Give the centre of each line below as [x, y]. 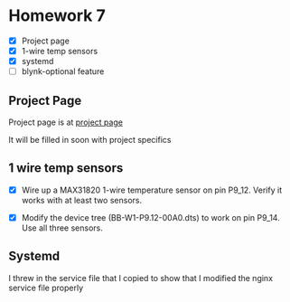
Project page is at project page [66, 122]
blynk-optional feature [63, 71]
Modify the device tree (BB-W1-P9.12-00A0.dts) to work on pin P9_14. [151, 217]
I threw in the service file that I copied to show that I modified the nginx [140, 278]
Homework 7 [57, 16]
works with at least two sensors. [81, 200]
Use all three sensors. [62, 228]
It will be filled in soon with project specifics [90, 140]
